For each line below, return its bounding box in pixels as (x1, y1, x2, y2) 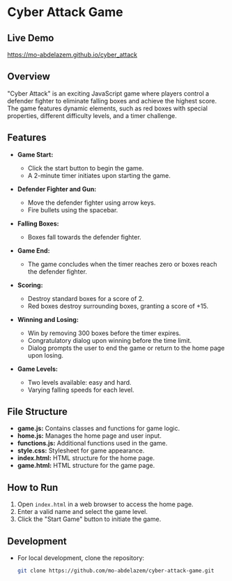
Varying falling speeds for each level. (27, 385, 134, 394)
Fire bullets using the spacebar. (27, 205, 118, 214)
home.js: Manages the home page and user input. (17, 432, 162, 440)
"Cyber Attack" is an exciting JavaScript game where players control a (7, 89, 210, 98)
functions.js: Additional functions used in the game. (17, 439, 168, 448)
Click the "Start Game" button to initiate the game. (17, 515, 162, 524)
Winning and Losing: (17, 315, 79, 323)
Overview (7, 71, 51, 82)
